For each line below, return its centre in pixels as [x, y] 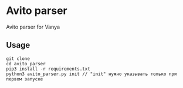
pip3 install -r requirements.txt [48, 69]
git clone [18, 59]
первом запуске [25, 79]
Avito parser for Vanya [33, 27]
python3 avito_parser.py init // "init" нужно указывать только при [91, 74]
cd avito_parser [26, 64]
